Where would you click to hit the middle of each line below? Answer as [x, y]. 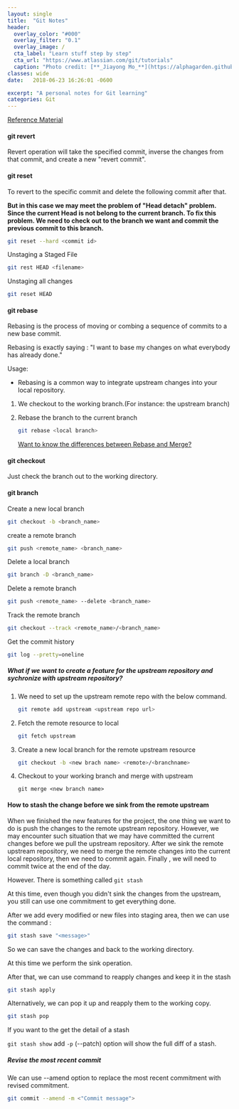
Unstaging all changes [40, 281]
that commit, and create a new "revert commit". [77, 159]
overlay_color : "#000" [47, 34]
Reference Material [35, 120]
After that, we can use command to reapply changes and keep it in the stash [119, 977]
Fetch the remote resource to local [68, 723]
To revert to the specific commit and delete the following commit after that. [117, 191]
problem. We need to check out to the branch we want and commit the [113, 221]
